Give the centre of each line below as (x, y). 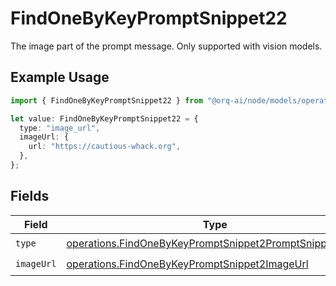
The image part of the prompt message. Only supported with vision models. (166, 46)
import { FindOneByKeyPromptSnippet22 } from (106, 100)
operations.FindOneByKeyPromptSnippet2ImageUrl (187, 264)
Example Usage (60, 77)
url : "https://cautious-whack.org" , (105, 147)
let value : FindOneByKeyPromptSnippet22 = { (104, 118)
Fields (30, 196)
